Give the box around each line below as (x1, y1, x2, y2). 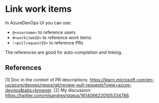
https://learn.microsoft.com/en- (90, 76, 155, 82)
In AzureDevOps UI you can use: (5, 20, 72, 26)
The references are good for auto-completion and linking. (5, 49, 123, 55)
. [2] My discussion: (51, 87, 92, 93)
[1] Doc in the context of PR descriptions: (5, 76, 89, 82)
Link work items (5, 3, 72, 15)
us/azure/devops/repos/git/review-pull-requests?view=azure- (5, 82, 132, 88)
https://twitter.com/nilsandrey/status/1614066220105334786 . (5, 92, 130, 98)
